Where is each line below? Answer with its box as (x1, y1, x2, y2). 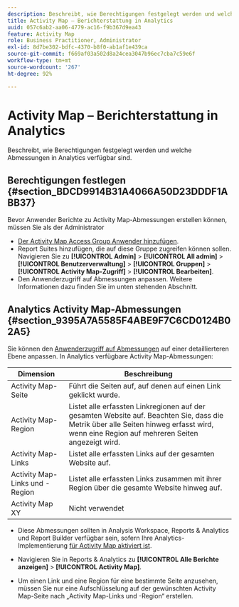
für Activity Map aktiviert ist (69, 541, 151, 550)
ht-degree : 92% (7, 70, 53, 77)
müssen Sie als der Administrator (7, 223, 105, 232)
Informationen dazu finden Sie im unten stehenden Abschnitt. (17, 283, 198, 291)
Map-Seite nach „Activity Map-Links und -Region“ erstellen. (17, 592, 193, 601)
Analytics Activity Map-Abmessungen (7, 303, 181, 315)
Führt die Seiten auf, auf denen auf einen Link (68, 381, 221, 391)
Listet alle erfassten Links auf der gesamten (68, 449, 215, 459)
